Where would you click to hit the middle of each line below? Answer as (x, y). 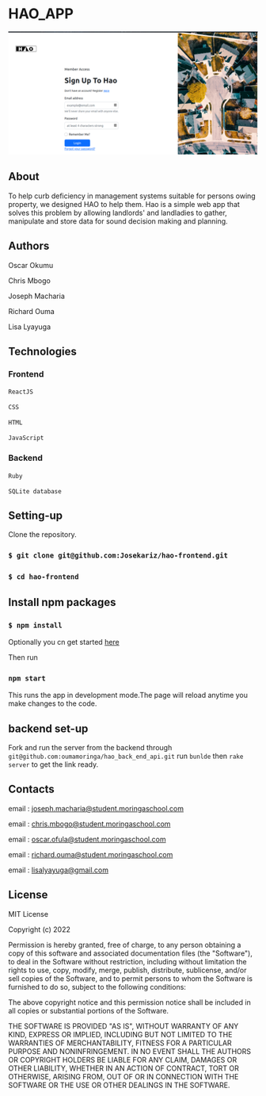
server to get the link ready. (53, 765)
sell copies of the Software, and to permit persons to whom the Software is (131, 978)
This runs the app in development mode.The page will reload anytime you (128, 696)
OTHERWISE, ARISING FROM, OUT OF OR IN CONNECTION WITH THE (123, 1076)
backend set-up (48, 728)
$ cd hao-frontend (44, 577)
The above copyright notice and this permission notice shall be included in (129, 1002)
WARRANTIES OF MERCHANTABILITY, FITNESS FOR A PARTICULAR (120, 1043)
